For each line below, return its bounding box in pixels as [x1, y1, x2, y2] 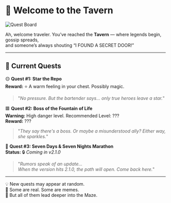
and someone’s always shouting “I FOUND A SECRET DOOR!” [5, 42, 134, 48]
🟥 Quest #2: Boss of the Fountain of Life [5, 105, 93, 111]
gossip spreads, [5, 37, 39, 43]
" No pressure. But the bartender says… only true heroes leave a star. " [17, 95, 165, 101]
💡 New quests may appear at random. [5, 181, 85, 187]
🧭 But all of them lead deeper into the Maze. [5, 192, 98, 198]
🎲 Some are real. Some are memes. [5, 186, 79, 193]
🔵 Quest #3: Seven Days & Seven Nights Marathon [5, 143, 113, 149]
